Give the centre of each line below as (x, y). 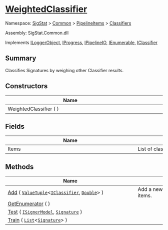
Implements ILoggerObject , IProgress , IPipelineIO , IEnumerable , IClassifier (81, 42)
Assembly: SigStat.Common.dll (37, 33)
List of (145, 149)
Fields (15, 126)
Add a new (150, 189)
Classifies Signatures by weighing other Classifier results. (64, 70)
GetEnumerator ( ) (29, 204)
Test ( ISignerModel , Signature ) (45, 212)
